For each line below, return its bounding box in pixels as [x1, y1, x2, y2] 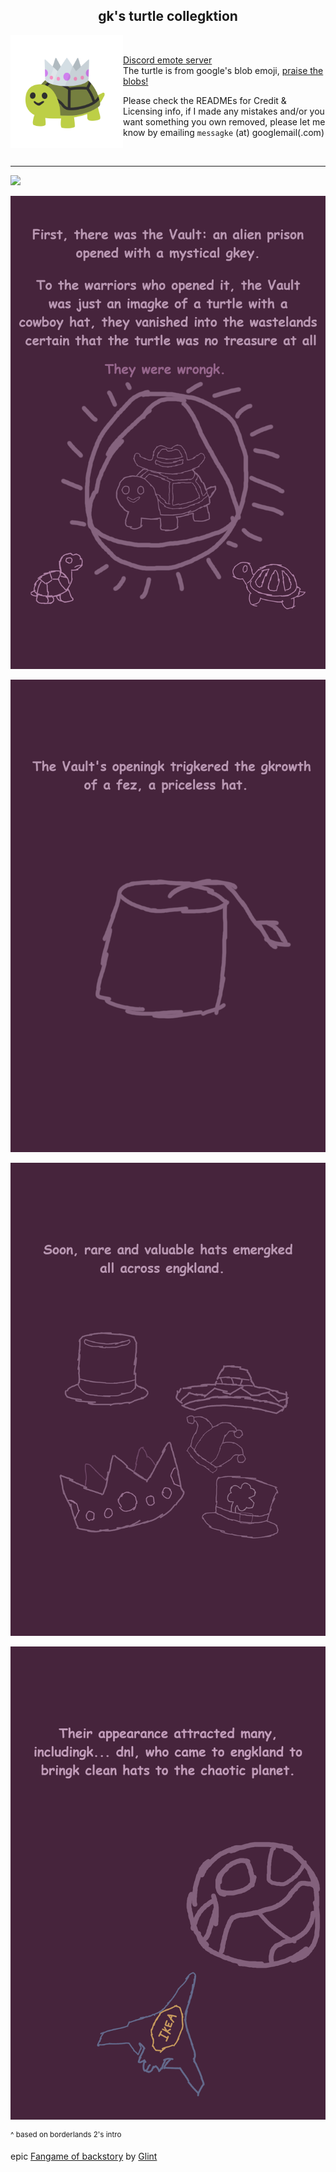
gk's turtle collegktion [98, 8, 238, 25]
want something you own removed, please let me [123, 115, 326, 128]
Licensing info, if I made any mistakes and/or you [123, 105, 325, 117]
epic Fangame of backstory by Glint [10, 2150, 158, 2163]
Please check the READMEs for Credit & [123, 94, 287, 106]
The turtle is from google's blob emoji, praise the [123, 64, 324, 76]
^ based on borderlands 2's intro [10, 2129, 122, 2139]
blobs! [123, 75, 149, 87]
